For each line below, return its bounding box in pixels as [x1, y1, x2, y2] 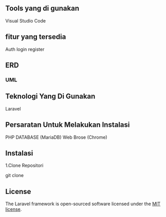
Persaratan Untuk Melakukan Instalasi [5, 120, 130, 129]
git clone [5, 172, 24, 179]
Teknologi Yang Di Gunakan [5, 92, 96, 101]
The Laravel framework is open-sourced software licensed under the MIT [5, 201, 161, 207]
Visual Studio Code [5, 17, 46, 24]
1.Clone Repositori [5, 162, 44, 168]
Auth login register [5, 46, 45, 52]
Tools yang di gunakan [5, 4, 80, 13]
